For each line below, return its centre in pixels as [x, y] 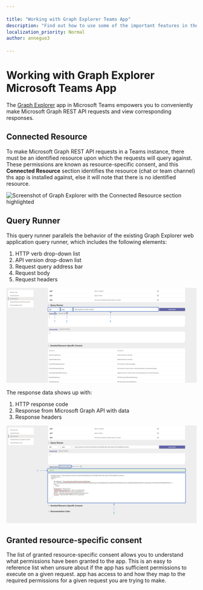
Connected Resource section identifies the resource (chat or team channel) [101, 171]
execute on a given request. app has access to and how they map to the [96, 574]
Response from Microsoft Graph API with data [72, 410]
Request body [32, 273]
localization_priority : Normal [46, 32]
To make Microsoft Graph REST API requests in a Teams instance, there [95, 151]
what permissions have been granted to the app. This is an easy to [89, 561]
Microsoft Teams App [61, 88]
